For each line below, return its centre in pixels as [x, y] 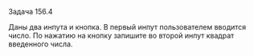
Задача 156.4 [31, 12]
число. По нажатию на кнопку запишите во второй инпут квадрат [121, 36]
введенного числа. [41, 44]
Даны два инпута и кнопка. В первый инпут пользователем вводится [127, 27]
